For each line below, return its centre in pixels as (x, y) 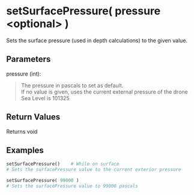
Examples (25, 150)
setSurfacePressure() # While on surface (63, 164)
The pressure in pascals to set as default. (72, 85)
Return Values (33, 117)
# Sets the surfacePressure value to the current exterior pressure (94, 170)
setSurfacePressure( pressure (83, 11)
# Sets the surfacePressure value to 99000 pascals (72, 186)
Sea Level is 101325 (45, 98)
